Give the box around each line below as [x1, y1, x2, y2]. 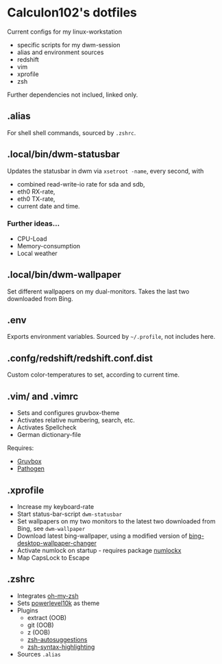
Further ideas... [7, 219, 60, 228]
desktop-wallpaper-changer [16, 538, 97, 547]
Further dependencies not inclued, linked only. [7, 91, 138, 99]
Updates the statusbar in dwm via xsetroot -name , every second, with [7, 167, 204, 175]
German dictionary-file [16, 431, 82, 439]
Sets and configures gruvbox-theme [16, 409, 120, 417]
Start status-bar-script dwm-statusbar [16, 510, 122, 518]
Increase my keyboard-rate [16, 502, 95, 510]
